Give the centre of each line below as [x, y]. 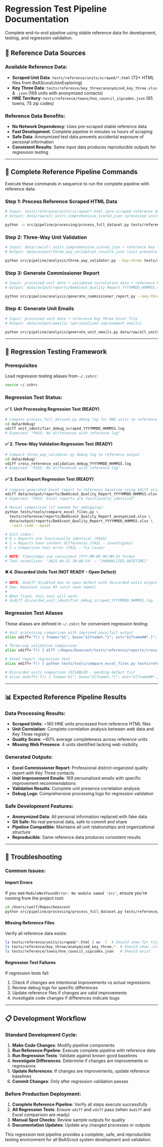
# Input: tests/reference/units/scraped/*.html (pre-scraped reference [79, 212]
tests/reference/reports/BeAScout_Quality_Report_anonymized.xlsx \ [80, 516]
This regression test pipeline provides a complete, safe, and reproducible [78, 1134]
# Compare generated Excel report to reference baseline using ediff [77, 490]
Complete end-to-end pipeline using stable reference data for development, [81, 33]
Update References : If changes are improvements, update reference [81, 1071]
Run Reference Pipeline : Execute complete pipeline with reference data [84, 1050]
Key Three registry [31, 734]
